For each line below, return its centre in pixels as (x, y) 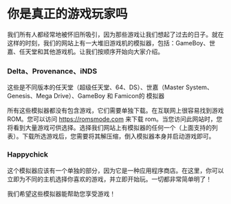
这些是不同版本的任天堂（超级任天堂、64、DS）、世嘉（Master (96, 87)
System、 (199, 87)
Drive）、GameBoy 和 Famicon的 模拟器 (109, 96)
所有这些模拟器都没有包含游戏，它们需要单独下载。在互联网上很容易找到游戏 (115, 111)
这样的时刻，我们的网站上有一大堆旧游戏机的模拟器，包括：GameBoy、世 (111, 43)
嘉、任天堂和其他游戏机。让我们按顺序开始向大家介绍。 (85, 52)
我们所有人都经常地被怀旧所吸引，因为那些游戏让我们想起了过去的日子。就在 (115, 34)
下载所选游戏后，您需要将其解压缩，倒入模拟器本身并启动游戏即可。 (118, 136)
